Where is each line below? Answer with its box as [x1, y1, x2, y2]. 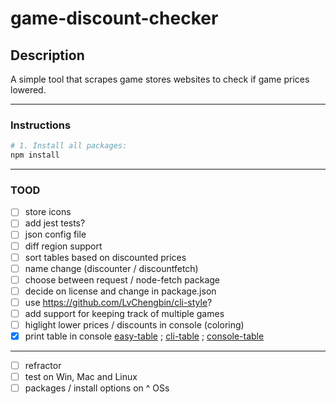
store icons [24, 206, 72, 218]
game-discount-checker [10, 7, 219, 30]
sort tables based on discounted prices [24, 251, 187, 263]
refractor [24, 360, 62, 372]
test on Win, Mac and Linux [24, 371, 138, 383]
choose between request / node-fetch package [24, 273, 220, 286]
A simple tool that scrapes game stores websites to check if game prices [10, 73, 310, 85]
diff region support [24, 240, 103, 252]
